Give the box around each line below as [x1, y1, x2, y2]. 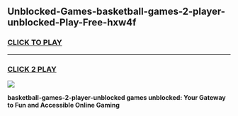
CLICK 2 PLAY [7, 64, 57, 74]
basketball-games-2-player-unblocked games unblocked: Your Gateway [7, 93, 226, 101]
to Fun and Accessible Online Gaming [7, 101, 120, 109]
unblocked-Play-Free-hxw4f [7, 17, 137, 29]
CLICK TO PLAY [7, 38, 62, 48]
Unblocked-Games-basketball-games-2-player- [7, 6, 225, 18]
